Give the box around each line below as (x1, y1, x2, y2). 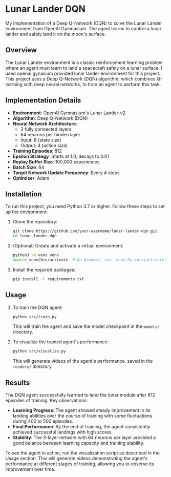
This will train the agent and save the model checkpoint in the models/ (12, 323, 160, 329)
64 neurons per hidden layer (20, 131, 81, 137)
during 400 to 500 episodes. (12, 418, 73, 424)
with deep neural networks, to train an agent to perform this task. (24, 81, 161, 87)
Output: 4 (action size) (20, 142, 68, 149)
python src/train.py (12, 314, 57, 319)
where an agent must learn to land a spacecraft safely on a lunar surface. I (5, 65, 163, 71)
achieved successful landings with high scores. (12, 429, 113, 435)
